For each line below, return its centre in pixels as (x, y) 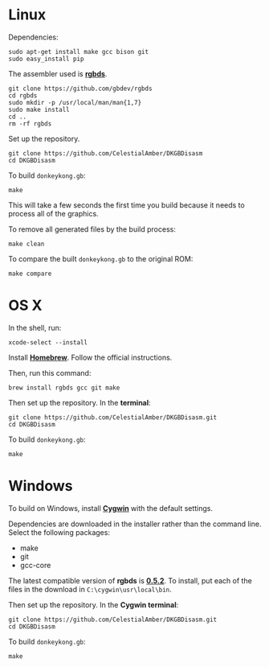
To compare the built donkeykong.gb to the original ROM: (101, 258)
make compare (30, 274)
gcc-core (35, 565)
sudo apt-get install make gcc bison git (79, 51)
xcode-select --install (48, 342)
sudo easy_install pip (46, 59)
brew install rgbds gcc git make (64, 388)
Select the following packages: (59, 532)
